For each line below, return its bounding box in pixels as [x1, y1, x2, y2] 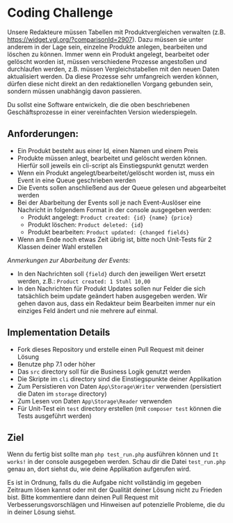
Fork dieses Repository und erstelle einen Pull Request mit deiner [17, 345, 204, 353]
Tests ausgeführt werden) [17, 412, 92, 420]
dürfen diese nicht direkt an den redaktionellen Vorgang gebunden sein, [7, 79, 214, 88]
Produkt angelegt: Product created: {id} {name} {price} [27, 213, 193, 221]
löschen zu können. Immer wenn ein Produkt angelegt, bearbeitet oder [7, 50, 210, 58]
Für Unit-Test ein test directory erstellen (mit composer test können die [17, 404, 222, 412]
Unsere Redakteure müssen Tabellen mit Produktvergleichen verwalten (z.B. [7, 28, 226, 36]
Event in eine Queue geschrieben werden [17, 176, 136, 184]
